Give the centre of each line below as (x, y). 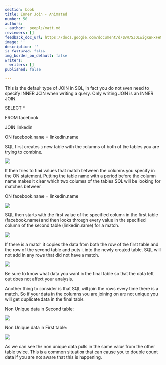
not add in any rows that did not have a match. (52, 255)
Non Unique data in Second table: (40, 309)
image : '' (15, 42)
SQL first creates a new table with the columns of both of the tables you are (82, 146)
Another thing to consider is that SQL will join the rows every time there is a (82, 288)
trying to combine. (24, 152)
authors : (14, 24)
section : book (20, 10)
